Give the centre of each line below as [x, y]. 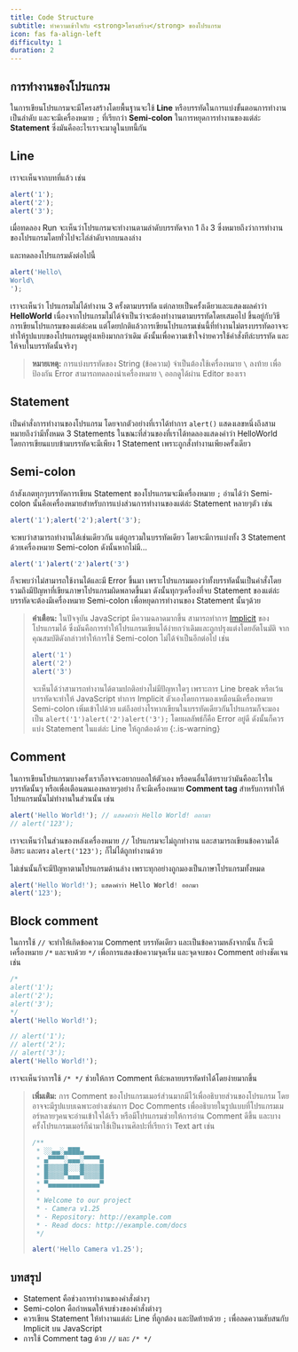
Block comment [54, 921]
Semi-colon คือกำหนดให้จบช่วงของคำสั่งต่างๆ [92, 1309]
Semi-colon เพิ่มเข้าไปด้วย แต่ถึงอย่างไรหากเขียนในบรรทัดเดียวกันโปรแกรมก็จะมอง [156, 708]
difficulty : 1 [36, 42]
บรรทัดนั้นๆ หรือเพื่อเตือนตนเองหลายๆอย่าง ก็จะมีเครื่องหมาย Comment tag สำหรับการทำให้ [147, 788]
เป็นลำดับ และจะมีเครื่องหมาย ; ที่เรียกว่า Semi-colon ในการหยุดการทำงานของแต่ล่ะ [135, 117]
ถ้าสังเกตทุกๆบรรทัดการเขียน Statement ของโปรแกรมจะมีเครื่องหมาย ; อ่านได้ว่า [129, 493]
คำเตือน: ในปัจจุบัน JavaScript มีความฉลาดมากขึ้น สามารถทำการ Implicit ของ [150, 619]
